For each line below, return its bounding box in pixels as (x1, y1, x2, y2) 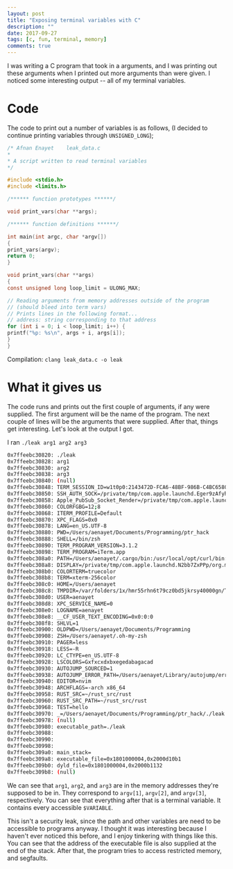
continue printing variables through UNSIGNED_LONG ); (7, 131, 154, 139)
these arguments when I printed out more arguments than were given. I (7, 69, 210, 77)
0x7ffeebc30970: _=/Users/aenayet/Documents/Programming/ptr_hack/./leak (7, 710, 225, 717)
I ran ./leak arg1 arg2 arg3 (7, 438, 87, 446)
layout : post (7, 10, 45, 17)
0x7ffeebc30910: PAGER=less (7, 639, 89, 646)
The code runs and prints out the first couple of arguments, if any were (7, 402, 210, 410)
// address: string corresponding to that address (7, 317, 157, 324)
